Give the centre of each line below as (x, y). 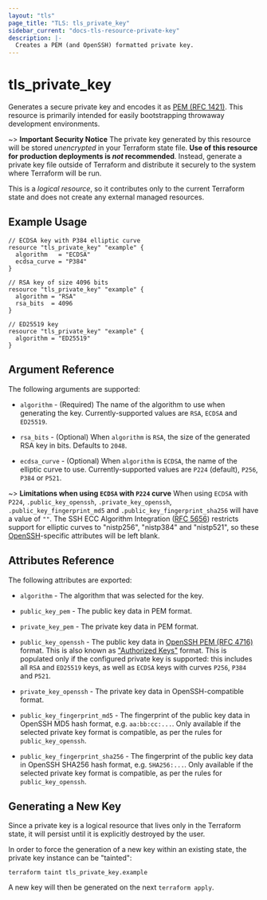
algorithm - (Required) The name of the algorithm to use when (122, 405)
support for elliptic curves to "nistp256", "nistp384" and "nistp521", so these (133, 527)
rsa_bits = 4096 (44, 303)
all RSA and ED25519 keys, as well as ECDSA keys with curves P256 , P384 (133, 667)
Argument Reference (61, 370)
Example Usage (48, 222)
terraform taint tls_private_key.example (78, 873)
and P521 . (35, 676)
